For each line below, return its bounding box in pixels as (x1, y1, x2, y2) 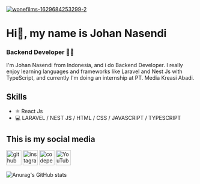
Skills (6, 92, 27, 102)
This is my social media (6, 134, 95, 144)
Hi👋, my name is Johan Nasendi (6, 27, 167, 40)
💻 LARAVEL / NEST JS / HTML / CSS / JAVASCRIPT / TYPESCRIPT (14, 114, 181, 122)
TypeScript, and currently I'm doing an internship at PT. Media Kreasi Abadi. (6, 74, 195, 82)
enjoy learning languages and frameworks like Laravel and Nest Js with (6, 68, 183, 75)
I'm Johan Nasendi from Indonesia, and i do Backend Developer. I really (6, 62, 183, 69)
